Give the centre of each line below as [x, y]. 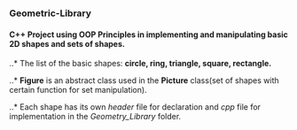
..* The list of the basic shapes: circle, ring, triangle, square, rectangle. [141, 64]
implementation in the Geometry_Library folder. [95, 117]
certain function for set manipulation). [78, 90]
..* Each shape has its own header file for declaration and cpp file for [135, 107]
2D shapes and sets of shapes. [67, 43]
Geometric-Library [50, 13]
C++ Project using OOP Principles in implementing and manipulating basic [148, 34]
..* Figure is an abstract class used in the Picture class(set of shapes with [144, 80]
